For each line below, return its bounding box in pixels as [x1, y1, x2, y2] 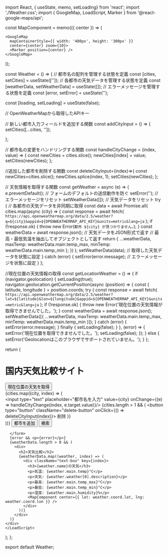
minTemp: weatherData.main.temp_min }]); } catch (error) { [5, 319, 127, 325]
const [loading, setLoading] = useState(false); [5, 100, 100, 106]
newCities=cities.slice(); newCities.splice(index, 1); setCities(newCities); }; [5, 174, 158, 180]
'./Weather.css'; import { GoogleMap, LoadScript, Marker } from [5, 10, 137, 16]
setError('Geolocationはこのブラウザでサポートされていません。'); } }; [5, 336, 149, 342]
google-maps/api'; [5, 15, 44, 21]
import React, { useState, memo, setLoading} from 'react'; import [5, 5, 140, 10]
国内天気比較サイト [5, 366, 85, 377]
